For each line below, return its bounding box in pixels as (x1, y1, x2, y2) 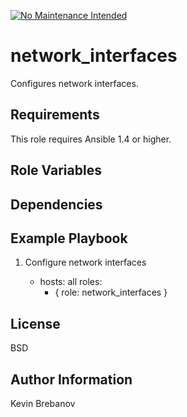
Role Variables (10, 162, 102, 179)
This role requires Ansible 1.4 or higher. (10, 133, 172, 145)
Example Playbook (10, 230, 128, 247)
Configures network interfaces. (10, 77, 139, 89)
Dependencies (10, 196, 103, 213)
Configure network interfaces (24, 256, 147, 269)
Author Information (10, 371, 133, 388)
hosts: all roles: (39, 276, 103, 288)
